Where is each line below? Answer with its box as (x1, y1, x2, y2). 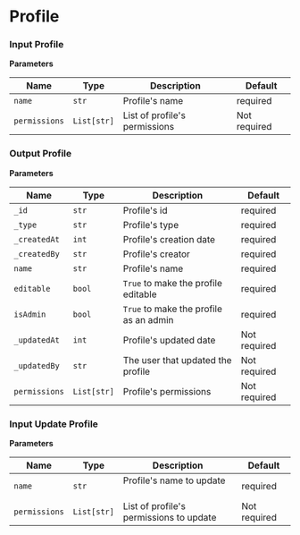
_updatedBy (13, 361, 60, 370)
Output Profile (9, 148, 72, 160)
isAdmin (13, 309, 46, 319)
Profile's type (122, 218, 179, 231)
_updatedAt (13, 335, 60, 345)
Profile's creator (122, 248, 190, 260)
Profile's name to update (122, 474, 226, 487)
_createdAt (13, 234, 60, 244)
